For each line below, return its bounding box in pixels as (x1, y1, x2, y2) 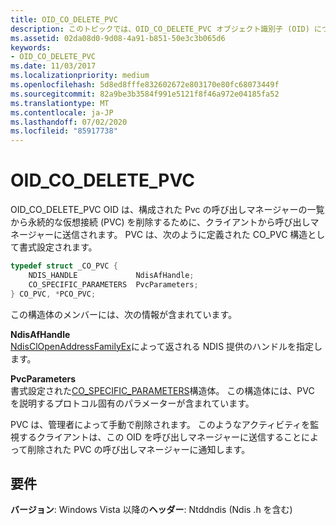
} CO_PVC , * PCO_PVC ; (10, 289, 97, 299)
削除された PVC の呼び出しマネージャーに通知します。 (27, 443, 251, 455)
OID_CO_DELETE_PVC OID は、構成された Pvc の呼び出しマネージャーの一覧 (10, 204, 325, 216)
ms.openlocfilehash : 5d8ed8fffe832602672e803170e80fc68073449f (10, 80, 280, 90)
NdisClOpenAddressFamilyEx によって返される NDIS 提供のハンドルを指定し (10, 340, 323, 352)
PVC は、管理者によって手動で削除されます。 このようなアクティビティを (10, 418, 311, 430)
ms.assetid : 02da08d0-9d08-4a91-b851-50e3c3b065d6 (10, 33, 226, 43)
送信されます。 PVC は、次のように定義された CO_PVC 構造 (62, 229, 308, 241)
